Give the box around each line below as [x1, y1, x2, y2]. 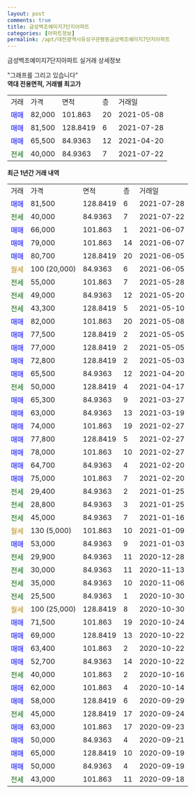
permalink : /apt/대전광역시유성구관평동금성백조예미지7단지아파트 [7, 36, 171, 43]
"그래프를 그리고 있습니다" [7, 71, 79, 80]
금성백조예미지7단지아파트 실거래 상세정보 [7, 57, 121, 65]
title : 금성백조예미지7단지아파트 [7, 23, 90, 30]
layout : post [7, 10, 45, 17]
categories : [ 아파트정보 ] [7, 29, 75, 37]
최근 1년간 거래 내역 [7, 169, 60, 177]
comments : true [7, 17, 52, 24]
